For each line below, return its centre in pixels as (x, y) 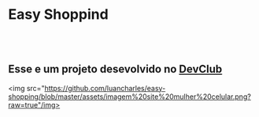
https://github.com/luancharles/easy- (105, 88)
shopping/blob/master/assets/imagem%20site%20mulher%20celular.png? (130, 97)
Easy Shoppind (58, 15)
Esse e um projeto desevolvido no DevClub (115, 69)
